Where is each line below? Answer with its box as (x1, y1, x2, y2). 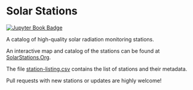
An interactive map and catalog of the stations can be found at (6, 47, 160, 55)
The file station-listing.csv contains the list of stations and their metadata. (6, 65, 188, 73)
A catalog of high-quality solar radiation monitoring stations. (6, 35, 154, 43)
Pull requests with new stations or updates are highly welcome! (6, 77, 162, 84)
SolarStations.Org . (6, 53, 51, 61)
